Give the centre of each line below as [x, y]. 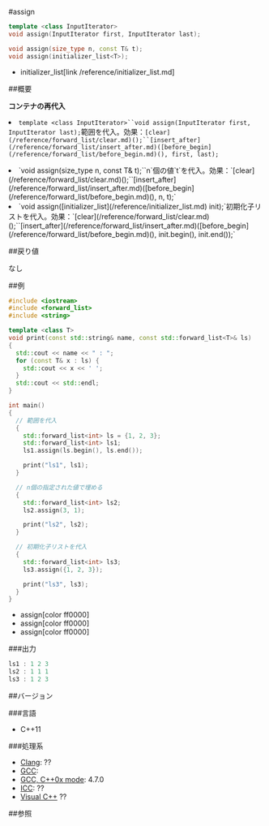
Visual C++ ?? [43, 796]
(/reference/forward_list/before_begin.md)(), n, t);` [92, 196]
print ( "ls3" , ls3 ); [56, 584]
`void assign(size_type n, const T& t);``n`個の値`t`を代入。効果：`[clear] [137, 170]
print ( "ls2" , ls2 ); [56, 525]
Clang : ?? [36, 762]
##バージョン [31, 695]
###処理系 [26, 746]
